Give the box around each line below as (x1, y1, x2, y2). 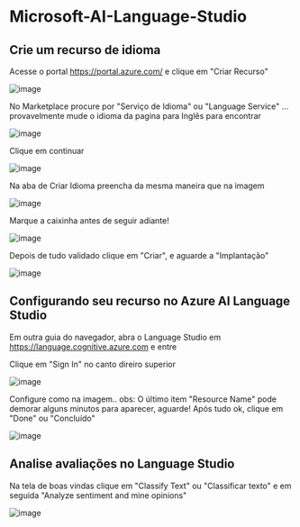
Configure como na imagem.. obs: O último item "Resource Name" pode (9, 394, 277, 404)
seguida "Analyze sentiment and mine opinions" (9, 489, 187, 501)
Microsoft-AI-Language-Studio (9, 6, 248, 27)
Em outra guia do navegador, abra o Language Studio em (9, 332, 222, 342)
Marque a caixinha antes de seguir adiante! (9, 215, 169, 226)
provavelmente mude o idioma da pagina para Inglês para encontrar (9, 111, 261, 121)
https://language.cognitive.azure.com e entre (9, 341, 177, 352)
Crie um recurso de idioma (9, 42, 161, 58)
